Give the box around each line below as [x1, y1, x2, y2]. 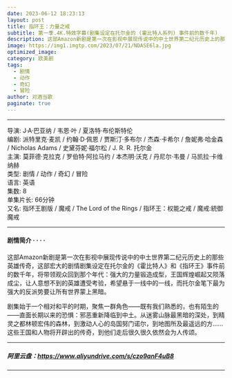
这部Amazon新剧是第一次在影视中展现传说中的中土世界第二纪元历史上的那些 [7, 253, 224, 261]
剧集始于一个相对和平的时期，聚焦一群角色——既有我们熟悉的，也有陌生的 [7, 302, 219, 311]
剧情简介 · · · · [7, 236, 46, 245]
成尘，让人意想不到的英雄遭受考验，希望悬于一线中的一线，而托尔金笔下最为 [7, 279, 225, 287]
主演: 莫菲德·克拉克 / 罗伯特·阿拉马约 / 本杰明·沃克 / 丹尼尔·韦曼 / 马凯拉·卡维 [7, 152, 223, 160]
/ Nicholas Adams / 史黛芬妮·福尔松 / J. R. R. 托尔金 [7, 143, 153, 152]
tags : [7, 62, 23, 68]
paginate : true [7, 100, 51, 107]
